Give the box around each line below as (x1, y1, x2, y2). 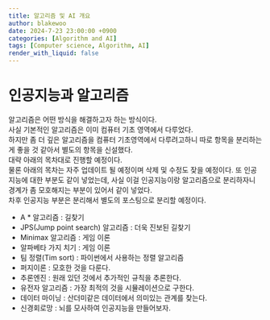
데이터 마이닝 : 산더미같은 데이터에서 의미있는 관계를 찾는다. (19, 293, 208, 302)
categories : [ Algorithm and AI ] (8, 34, 117, 43)
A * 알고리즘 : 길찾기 (19, 212, 85, 222)
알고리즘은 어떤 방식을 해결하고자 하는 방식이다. (8, 114, 157, 124)
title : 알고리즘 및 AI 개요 (8, 11, 91, 20)
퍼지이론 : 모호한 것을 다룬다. (19, 263, 111, 272)
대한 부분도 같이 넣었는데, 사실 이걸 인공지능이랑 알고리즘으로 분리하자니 (29, 175, 256, 185)
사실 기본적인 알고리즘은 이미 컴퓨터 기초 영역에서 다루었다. (8, 124, 193, 134)
